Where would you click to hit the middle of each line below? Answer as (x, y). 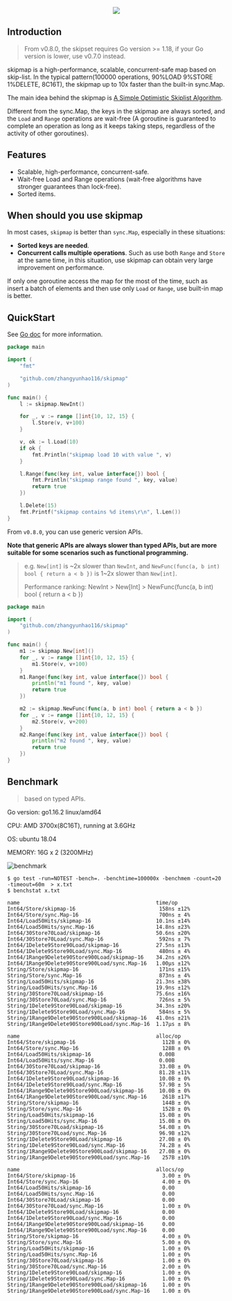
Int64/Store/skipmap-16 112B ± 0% (99, 1042)
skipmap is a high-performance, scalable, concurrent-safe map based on (112, 69)
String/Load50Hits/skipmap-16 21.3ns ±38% (99, 981)
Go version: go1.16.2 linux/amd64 (54, 812)
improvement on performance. (61, 268)
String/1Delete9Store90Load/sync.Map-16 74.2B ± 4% (99, 1145)
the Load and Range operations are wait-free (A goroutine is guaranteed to (111, 119)
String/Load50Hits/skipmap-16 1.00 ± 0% (99, 1248)
